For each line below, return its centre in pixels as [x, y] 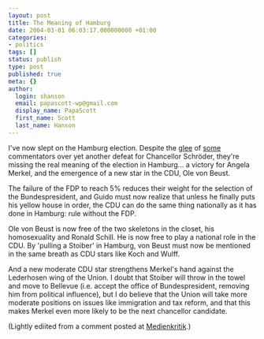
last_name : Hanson [46, 125]
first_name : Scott [46, 118]
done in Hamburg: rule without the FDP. [72, 213]
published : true [35, 74]
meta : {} [22, 81]
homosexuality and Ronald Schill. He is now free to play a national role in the [132, 237]
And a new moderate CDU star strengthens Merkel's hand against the [121, 269]
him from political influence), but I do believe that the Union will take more [128, 294]
